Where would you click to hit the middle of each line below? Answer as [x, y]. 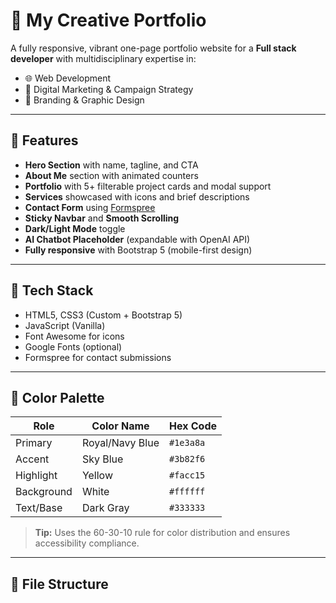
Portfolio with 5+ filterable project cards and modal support [148, 186]
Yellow [97, 476]
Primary [34, 443]
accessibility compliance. [87, 543]
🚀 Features [44, 140]
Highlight [36, 476]
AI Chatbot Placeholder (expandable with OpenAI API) [137, 239]
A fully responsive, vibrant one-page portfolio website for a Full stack [153, 48]
